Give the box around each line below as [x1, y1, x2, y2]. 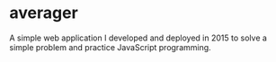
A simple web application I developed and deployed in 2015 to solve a [9, 32, 268, 43]
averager [9, 3, 78, 23]
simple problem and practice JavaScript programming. [9, 41, 211, 52]
